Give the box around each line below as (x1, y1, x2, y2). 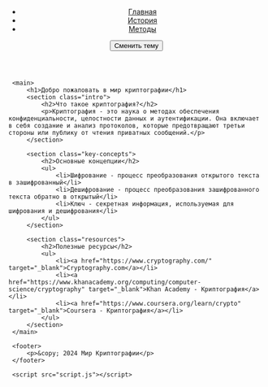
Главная (128, 7, 157, 16)
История (127, 15, 158, 25)
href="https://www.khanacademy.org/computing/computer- (8, 278, 201, 286)
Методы (128, 24, 157, 33)
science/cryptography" (8, 285, 85, 294)
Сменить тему (114, 41, 159, 50)
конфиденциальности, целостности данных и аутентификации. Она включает (8, 115, 260, 123)
